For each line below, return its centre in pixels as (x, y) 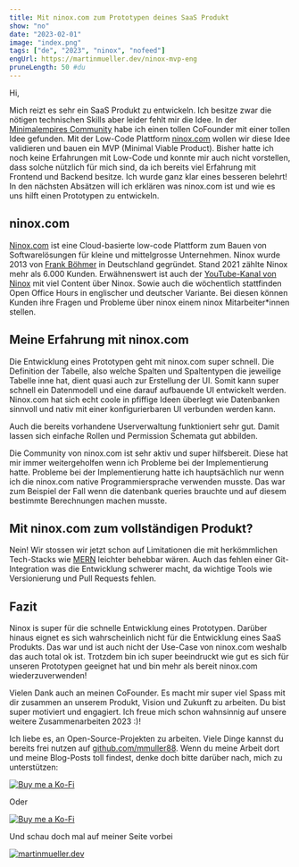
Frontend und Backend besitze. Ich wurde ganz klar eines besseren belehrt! (149, 176)
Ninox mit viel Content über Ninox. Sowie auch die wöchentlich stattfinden (146, 283)
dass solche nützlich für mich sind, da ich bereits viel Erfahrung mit (133, 167)
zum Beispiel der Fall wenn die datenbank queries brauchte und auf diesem (148, 491)
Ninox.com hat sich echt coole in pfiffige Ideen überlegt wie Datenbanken (145, 400)
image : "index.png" (46, 42)
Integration (29, 569)
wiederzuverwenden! (48, 676)
